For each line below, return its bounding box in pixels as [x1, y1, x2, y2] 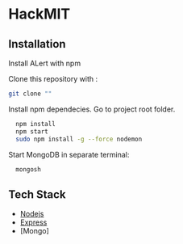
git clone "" [8, 90, 52, 98]
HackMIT [8, 5, 71, 23]
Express [19, 217, 48, 227]
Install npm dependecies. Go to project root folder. [8, 104, 176, 114]
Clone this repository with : [8, 74, 98, 83]
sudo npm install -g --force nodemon [15, 135, 143, 143]
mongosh [15, 165, 42, 174]
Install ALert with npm [8, 58, 81, 68]
